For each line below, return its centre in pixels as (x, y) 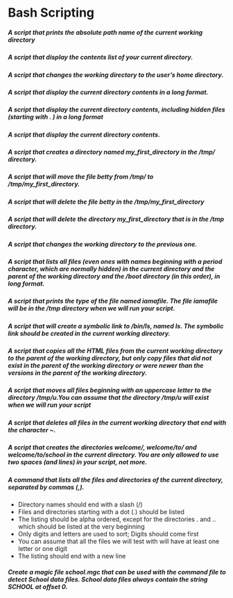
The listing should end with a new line (72, 556)
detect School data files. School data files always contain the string (108, 579)
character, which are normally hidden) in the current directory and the (111, 269)
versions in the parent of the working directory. (78, 373)
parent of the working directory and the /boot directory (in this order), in (114, 276)
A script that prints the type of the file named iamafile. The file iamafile (113, 301)
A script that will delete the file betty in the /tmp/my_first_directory (106, 202)
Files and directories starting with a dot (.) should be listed (101, 511)
